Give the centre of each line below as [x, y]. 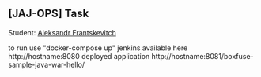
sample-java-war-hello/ [47, 64]
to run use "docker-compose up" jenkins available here [98, 48]
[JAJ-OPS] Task [49, 14]
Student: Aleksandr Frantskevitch [62, 32]
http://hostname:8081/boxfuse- [203, 56]
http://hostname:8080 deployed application [79, 56]
